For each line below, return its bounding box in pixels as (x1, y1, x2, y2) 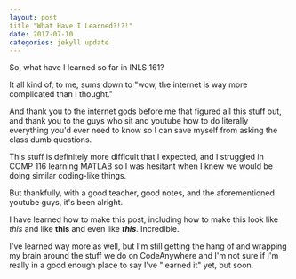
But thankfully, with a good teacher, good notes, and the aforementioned (9, 187, 276, 198)
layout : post (9, 12, 58, 22)
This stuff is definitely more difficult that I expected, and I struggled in (9, 152, 265, 163)
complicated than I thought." (9, 89, 114, 100)
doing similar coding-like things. (9, 171, 127, 181)
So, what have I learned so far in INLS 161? (9, 62, 164, 73)
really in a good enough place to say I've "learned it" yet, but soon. (9, 259, 254, 271)
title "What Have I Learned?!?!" (9, 21, 133, 30)
